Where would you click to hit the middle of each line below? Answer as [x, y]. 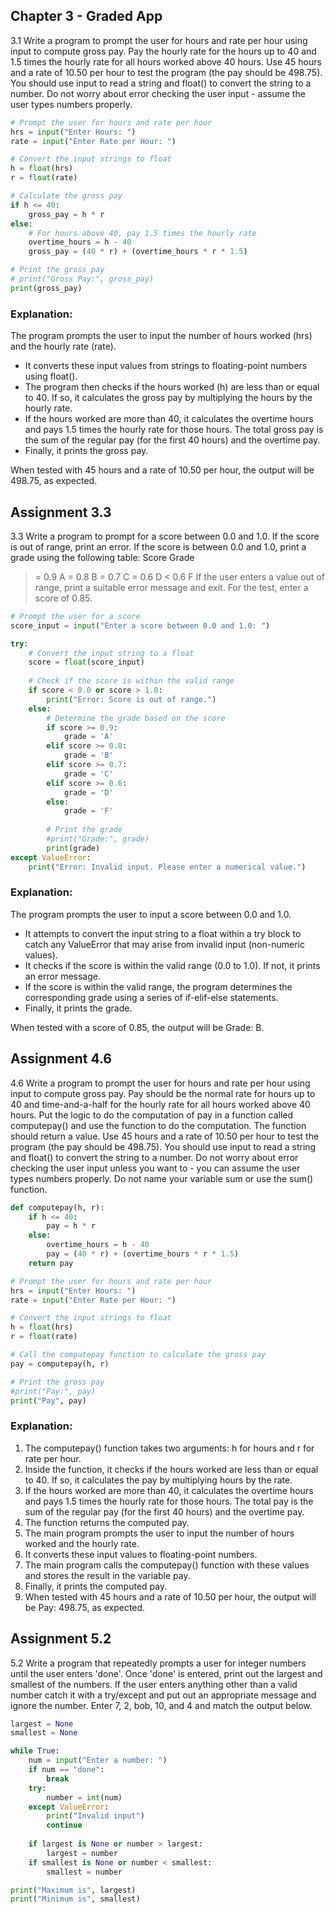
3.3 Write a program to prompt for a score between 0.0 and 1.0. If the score [165, 536]
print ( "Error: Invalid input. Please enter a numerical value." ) [167, 867]
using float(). [51, 376]
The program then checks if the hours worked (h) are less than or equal [172, 387]
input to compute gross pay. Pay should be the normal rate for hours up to [163, 1093]
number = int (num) [84, 1797]
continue [64, 1825]
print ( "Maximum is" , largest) [73, 1890]
